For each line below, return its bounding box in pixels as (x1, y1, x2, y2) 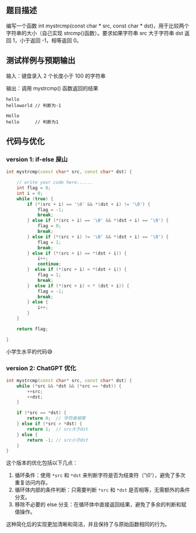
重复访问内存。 (14, 479, 51, 486)
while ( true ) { (16, 195, 54, 202)
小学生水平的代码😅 (6, 348, 53, 355)
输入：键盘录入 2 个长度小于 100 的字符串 (6, 72, 106, 79)
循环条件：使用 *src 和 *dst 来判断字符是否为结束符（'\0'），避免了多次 (14, 472, 186, 479)
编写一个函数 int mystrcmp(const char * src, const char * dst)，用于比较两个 (6, 22, 190, 29)
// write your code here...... (16, 180, 93, 185)
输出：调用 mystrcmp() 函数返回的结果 (6, 84, 98, 92)
